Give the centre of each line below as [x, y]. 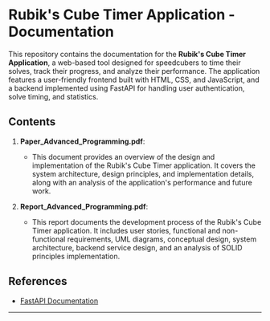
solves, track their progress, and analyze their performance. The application [134, 71]
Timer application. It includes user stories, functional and [126, 230]
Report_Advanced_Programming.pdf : [84, 206]
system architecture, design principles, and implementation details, [143, 173]
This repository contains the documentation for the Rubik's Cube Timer [127, 54]
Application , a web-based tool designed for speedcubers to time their [125, 63]
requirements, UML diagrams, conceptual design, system [162, 239]
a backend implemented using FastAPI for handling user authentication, [127, 88]
